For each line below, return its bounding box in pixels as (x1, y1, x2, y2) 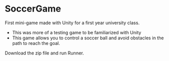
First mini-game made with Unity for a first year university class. (5, 20, 140, 26)
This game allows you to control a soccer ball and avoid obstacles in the (12, 35, 164, 41)
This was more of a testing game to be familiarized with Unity (12, 29, 141, 35)
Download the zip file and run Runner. (5, 50, 84, 56)
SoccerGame (5, 3, 62, 15)
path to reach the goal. (12, 40, 60, 46)
